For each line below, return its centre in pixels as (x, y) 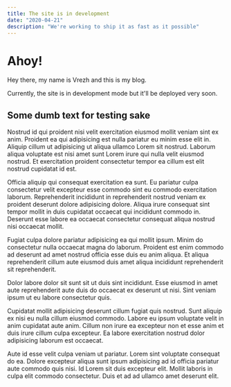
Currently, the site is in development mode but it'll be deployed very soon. (112, 94)
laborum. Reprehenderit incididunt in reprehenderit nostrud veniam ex (107, 197)
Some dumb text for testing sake (79, 115)
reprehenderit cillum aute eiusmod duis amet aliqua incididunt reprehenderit (115, 262)
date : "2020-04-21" (35, 20)
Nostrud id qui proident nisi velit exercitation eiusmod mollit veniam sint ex (113, 132)
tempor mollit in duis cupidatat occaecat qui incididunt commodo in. (104, 212)
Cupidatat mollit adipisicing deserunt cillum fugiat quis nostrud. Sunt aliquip (115, 311)
